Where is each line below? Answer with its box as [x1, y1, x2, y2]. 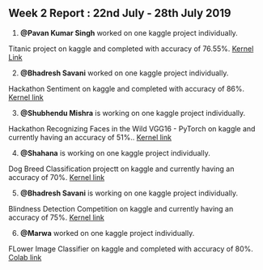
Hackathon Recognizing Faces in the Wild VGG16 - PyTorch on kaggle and [8, 123, 256, 133]
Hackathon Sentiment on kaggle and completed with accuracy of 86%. [8, 84, 245, 93]
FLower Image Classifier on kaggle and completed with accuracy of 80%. [8, 243, 253, 254]
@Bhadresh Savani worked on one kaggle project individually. [19, 68, 229, 78]
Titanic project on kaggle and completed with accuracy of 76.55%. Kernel [8, 44, 254, 54]
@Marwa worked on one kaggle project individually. [19, 228, 195, 238]
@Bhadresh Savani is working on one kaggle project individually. [19, 188, 239, 198]
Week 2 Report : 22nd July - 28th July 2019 [8, 6, 231, 20]
